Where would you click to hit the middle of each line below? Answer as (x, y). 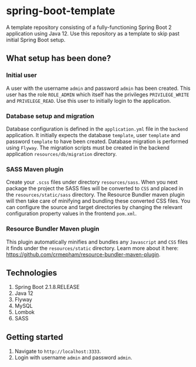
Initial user (21, 75)
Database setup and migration (50, 116)
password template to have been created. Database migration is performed (97, 141)
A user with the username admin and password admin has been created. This (98, 88)
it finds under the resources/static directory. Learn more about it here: (92, 248)
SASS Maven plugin (35, 169)
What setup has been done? (59, 58)
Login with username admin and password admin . (73, 358)
